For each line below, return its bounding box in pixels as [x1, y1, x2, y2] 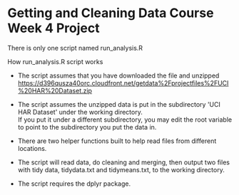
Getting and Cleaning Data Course [7, 5, 214, 21]
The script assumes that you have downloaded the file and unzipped [17, 71, 220, 80]
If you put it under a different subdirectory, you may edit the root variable [17, 115, 233, 124]
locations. [17, 144, 47, 152]
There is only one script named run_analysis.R [7, 43, 143, 52]
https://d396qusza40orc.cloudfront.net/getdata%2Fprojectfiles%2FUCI [17, 78, 229, 87]
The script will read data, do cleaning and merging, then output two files [17, 158, 230, 167]
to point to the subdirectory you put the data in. [17, 122, 157, 131]
